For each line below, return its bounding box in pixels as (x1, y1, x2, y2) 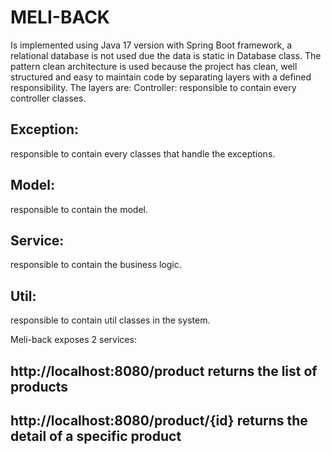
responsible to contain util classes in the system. (10, 314, 211, 326)
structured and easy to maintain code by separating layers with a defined (10, 71, 312, 83)
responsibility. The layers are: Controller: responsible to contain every (10, 81, 297, 93)
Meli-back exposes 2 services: (10, 334, 137, 346)
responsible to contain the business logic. (10, 259, 182, 271)
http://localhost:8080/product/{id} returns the (10, 412, 308, 429)
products (10, 378, 69, 395)
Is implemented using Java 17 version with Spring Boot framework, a (10, 39, 293, 51)
